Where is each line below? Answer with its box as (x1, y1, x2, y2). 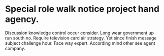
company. (5, 45, 26, 51)
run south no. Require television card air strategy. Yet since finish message (5, 35, 157, 41)
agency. (5, 14, 39, 25)
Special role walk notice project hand (5, 3, 160, 15)
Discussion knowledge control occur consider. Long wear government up (5, 30, 154, 36)
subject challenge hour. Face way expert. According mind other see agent (5, 40, 155, 46)
